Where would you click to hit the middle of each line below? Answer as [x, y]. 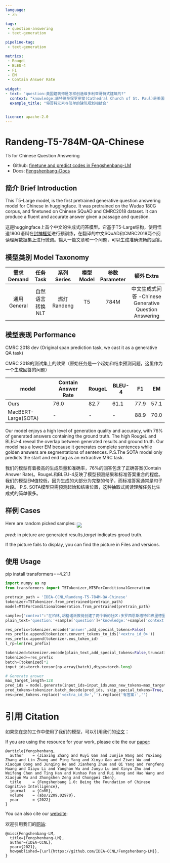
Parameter [113, 279]
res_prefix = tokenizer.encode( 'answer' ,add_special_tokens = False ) [75, 630]
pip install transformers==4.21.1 [38, 574]
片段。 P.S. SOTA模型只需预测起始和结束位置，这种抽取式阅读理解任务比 [81, 487]
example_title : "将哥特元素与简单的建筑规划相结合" [59, 103]
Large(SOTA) [23, 418]
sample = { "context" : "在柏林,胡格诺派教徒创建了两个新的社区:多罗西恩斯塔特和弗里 [82, 616]
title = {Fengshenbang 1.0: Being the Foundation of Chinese [80, 782]
